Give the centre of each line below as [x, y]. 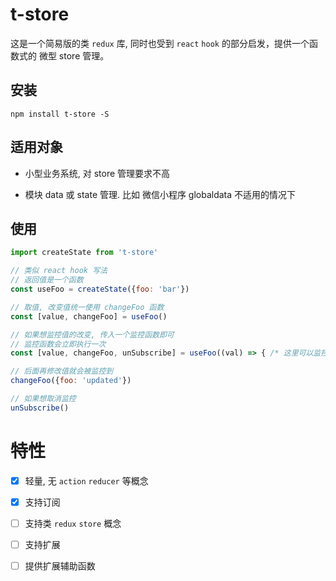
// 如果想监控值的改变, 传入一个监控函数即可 [92, 334]
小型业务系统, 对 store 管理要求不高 [97, 173]
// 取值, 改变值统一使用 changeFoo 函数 [87, 307]
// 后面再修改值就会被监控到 [62, 371]
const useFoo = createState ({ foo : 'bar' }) [100, 289]
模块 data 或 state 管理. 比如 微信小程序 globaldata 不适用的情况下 [160, 194]
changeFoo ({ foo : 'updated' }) [71, 381]
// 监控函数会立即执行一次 [58, 344]
